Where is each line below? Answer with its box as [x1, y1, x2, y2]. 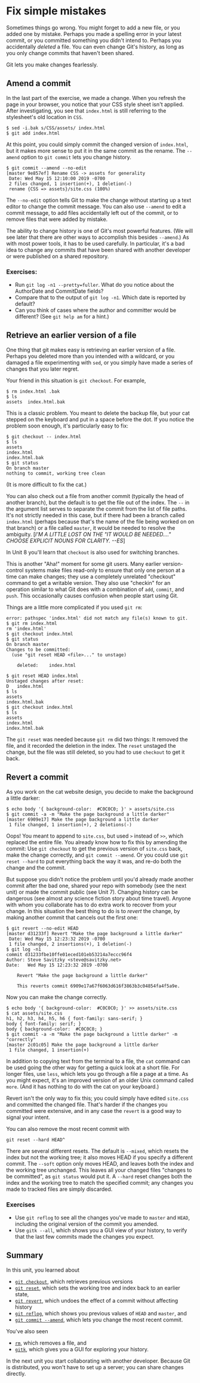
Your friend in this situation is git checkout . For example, [6, 377, 146, 384]
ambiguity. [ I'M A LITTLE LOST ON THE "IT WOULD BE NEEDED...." [6, 530, 171, 538]
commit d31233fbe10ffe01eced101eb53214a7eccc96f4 [6, 951, 133, 957]
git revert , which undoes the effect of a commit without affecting [14, 1297, 179, 1304]
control [6, 566, 24, 574]
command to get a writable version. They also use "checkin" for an [6, 579, 171, 586]
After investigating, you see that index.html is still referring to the [6, 107, 167, 114]
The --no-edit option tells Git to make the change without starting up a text [6, 196, 192, 204]
